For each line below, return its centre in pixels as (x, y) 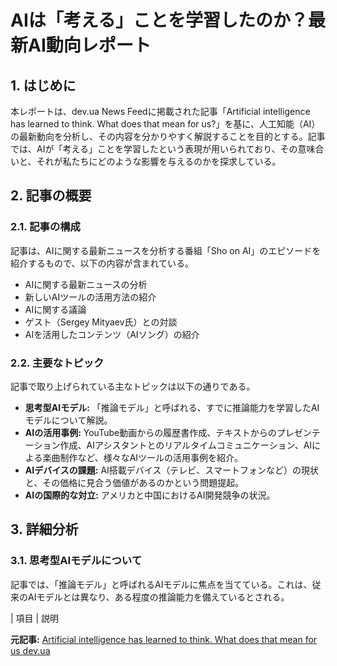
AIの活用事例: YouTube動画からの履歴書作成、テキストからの (150, 432)
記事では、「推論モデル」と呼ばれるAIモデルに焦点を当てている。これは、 (161, 584)
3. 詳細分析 (44, 529)
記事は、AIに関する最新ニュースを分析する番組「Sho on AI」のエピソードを (166, 250)
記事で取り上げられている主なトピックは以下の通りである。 (133, 386)
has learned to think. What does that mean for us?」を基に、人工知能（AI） (165, 124)
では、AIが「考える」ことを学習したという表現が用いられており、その (154, 149)
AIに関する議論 (55, 309)
